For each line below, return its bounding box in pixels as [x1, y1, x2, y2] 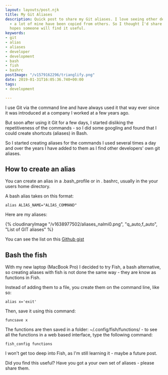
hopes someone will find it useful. [9, 26, 86, 31]
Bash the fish [5, 250, 47, 259]
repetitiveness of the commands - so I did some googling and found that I [5, 124, 157, 130]
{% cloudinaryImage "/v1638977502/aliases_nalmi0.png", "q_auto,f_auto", [5, 221, 157, 227]
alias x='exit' [5, 299, 37, 304]
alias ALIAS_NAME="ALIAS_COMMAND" [5, 203, 77, 208]
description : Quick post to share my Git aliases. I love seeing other [5, 16, 157, 21]
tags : [5, 81, 16, 86]
